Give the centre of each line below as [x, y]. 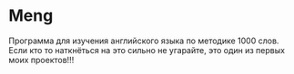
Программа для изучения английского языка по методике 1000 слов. [144, 41]
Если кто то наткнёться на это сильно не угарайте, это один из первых [147, 50]
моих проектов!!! [41, 60]
